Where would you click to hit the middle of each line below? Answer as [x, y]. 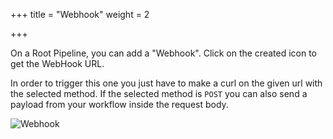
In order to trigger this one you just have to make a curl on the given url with [166, 83]
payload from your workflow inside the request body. [119, 104]
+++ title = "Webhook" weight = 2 [80, 14]
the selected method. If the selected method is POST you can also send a [159, 93]
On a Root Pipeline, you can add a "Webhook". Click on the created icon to [163, 53]
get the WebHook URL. [57, 63]
